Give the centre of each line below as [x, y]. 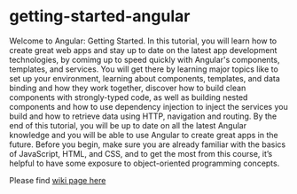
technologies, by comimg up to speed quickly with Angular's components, [145, 59]
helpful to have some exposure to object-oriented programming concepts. [145, 163]
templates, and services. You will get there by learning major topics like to [144, 69]
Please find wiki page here [58, 180]
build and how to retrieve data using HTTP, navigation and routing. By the [143, 116]
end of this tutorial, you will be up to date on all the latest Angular [128, 125]
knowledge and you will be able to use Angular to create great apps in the [144, 135]
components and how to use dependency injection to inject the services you [148, 106]
